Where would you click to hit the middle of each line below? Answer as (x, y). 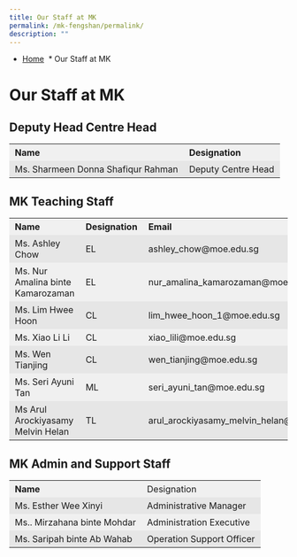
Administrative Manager (197, 506)
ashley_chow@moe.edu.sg (203, 249)
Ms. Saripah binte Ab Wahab (73, 539)
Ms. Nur (31, 271)
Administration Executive (198, 522)
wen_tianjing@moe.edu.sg (203, 360)
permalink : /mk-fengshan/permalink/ (76, 26)
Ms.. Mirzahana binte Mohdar (76, 522)
